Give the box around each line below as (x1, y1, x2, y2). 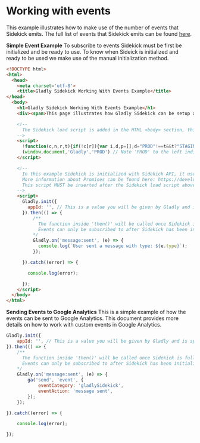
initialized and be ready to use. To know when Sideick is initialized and (6, 48, 179, 55)
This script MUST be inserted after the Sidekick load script (21, 182, 180, 188)
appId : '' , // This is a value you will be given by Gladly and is (17, 339, 187, 344)
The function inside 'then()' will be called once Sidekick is (21, 355, 183, 361)
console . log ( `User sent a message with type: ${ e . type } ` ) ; (37, 243, 187, 249)
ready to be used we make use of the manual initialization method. (6, 54, 169, 61)
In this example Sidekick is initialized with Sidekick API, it (21, 171, 185, 177)
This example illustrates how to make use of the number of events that (6, 24, 179, 31)
